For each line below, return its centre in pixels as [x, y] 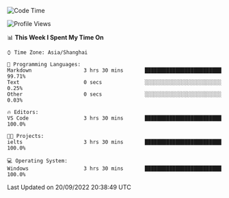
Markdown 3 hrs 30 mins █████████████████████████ [114, 70]
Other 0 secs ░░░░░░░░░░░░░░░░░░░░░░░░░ [114, 94]
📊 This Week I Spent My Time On [55, 37]
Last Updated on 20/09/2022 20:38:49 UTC [69, 187]
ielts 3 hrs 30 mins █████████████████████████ [114, 142]
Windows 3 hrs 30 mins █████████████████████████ [114, 169]
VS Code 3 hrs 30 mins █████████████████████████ [114, 118]
